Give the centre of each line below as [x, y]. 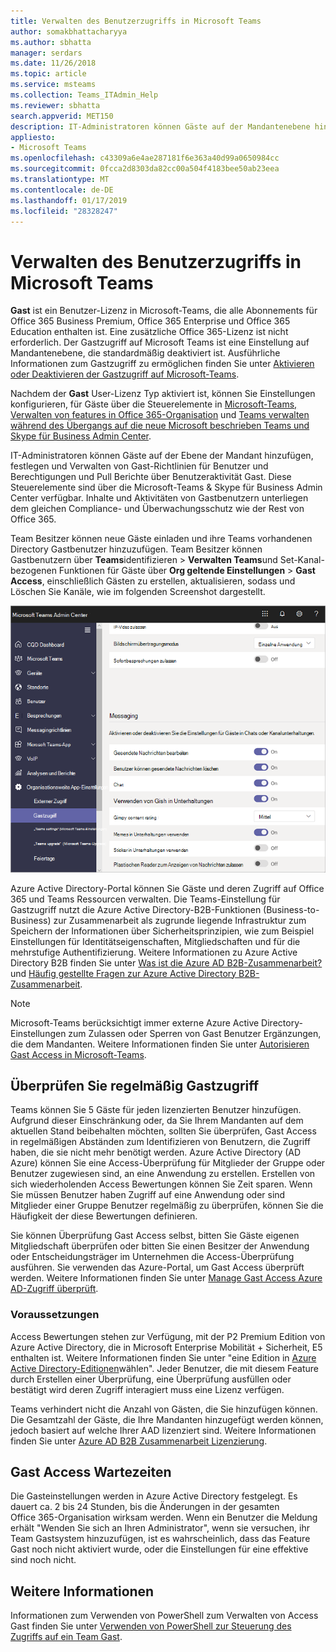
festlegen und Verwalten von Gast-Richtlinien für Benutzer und [139, 466]
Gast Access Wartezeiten [91, 1472]
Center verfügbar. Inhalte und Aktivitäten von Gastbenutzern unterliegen [159, 498]
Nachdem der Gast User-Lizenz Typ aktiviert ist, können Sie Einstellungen [163, 394]
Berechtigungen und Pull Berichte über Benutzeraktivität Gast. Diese [151, 477]
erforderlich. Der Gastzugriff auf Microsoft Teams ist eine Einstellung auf [160, 342]
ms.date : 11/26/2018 [53, 63]
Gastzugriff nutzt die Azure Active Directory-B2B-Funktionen [136, 909]
